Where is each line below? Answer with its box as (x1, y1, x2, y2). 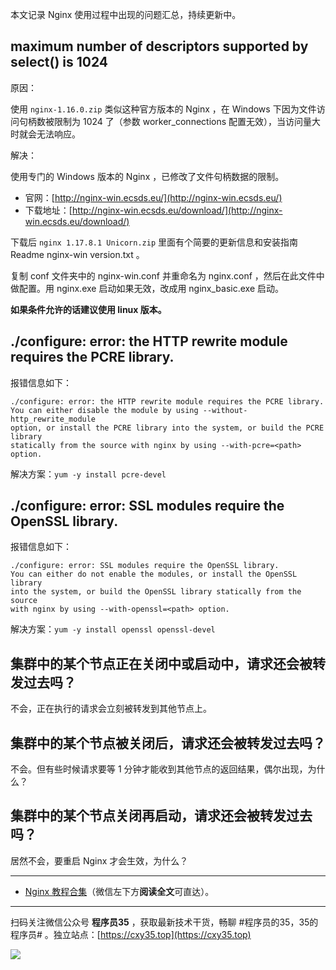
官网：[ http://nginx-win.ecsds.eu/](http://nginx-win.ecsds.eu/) (24, 191, 283, 203)
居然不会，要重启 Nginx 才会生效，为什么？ (10, 854, 189, 867)
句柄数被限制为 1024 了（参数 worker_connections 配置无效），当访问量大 (18, 115, 322, 127)
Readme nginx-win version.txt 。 (10, 248, 145, 260)
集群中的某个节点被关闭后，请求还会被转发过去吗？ (10, 734, 326, 752)
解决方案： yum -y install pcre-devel (10, 468, 167, 480)
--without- (202, 405, 248, 415)
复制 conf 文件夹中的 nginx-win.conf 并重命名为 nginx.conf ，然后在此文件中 (10, 269, 325, 282)
